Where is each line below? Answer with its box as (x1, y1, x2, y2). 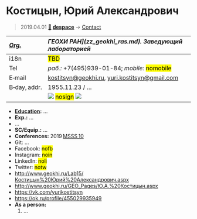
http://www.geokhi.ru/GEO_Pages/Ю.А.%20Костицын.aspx (14, 182, 158, 189)
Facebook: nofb (14, 145, 53, 152)
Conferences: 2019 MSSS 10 (14, 132, 84, 139)
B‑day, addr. (9, 83, 42, 91)
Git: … (14, 139, 29, 146)
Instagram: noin (14, 151, 53, 158)
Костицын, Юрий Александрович (6, 4, 179, 18)
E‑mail (9, 73, 26, 81)
